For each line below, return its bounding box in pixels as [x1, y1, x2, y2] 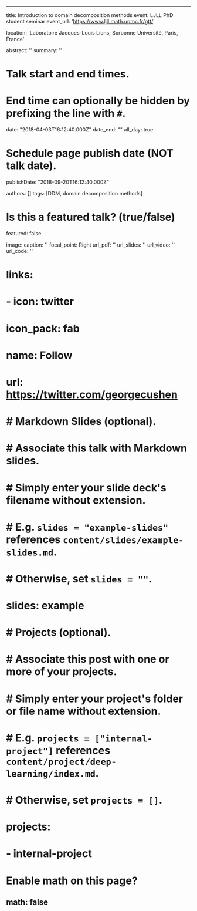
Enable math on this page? [6, 874, 138, 887]
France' [6, 36, 25, 42]
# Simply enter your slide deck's [6, 481, 167, 494]
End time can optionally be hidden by [6, 95, 190, 107]
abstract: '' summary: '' [6, 47, 63, 53]
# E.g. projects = [6, 731, 90, 744]
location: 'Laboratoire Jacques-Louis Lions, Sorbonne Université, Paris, [6, 29, 179, 36]
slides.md [6, 547, 54, 558]
